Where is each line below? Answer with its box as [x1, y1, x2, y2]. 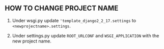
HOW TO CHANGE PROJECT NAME [5, 4, 119, 13]
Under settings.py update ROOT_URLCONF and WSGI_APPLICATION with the [12, 32, 159, 38]
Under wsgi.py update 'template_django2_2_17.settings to [12, 17, 136, 23]
